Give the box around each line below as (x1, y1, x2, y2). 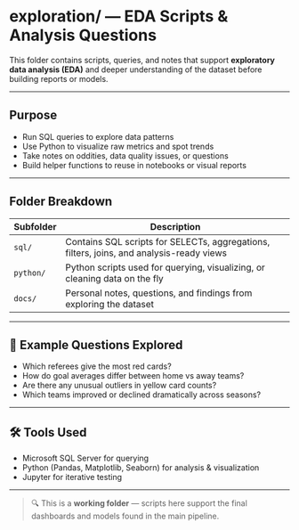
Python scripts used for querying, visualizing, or (65, 261, 265, 273)
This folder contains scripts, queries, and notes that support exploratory (9, 54, 276, 65)
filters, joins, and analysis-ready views (65, 247, 227, 259)
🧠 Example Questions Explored (9, 337, 183, 353)
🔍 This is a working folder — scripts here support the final (30, 498, 247, 509)
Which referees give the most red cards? (21, 361, 172, 371)
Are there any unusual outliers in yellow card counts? (21, 380, 217, 391)
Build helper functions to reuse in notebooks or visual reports (21, 159, 247, 170)
